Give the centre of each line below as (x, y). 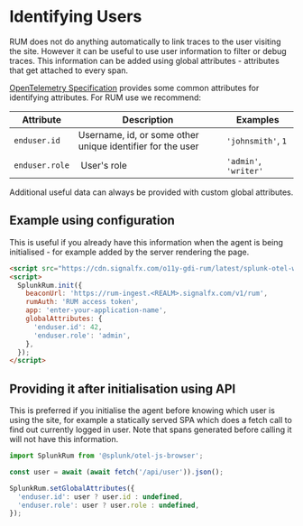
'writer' (245, 171)
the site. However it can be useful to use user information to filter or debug (148, 51)
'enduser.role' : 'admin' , (82, 336)
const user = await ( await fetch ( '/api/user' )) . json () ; (116, 472)
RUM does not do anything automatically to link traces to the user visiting (145, 42)
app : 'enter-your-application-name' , (96, 310)
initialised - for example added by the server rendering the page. (129, 252)
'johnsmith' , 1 (256, 140)
